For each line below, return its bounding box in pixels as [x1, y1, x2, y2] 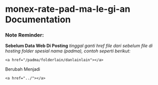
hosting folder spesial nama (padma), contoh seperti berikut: [5, 48, 131, 54]
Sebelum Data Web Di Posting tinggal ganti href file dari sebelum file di [5, 43, 153, 49]
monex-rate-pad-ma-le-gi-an [5, 3, 131, 15]
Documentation [5, 14, 71, 25]
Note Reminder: [5, 32, 44, 39]
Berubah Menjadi [5, 66, 40, 72]
